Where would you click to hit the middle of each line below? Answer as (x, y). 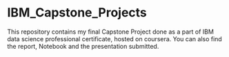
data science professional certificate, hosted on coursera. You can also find (114, 38)
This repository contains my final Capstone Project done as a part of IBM (110, 32)
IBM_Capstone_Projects (77, 13)
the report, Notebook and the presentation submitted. (83, 46)
